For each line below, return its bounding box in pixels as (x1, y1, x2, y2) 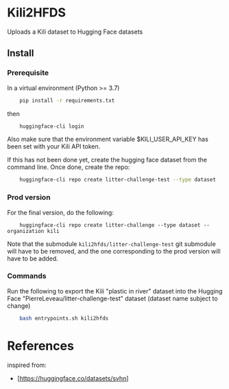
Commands (7, 271, 47, 281)
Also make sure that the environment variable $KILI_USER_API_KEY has (7, 135, 209, 144)
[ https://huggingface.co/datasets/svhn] (16, 374, 129, 382)
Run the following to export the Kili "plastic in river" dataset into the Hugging (7, 287, 223, 295)
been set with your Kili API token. (7, 142, 101, 151)
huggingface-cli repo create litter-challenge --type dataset (19, 221, 201, 228)
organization (7, 227, 45, 234)
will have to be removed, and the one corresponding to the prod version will (7, 247, 221, 255)
